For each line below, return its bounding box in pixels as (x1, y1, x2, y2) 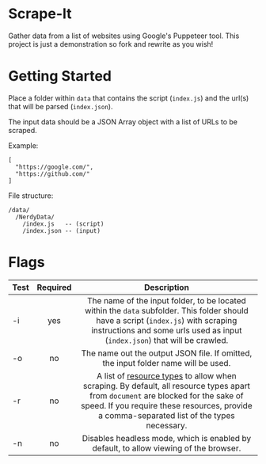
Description (143, 282, 190, 293)
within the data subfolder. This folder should (84, 305, 249, 316)
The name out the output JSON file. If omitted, (81, 348, 253, 359)
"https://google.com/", (15, 163, 93, 171)
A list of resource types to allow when (96, 370, 237, 381)
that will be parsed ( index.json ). (8, 101, 113, 111)
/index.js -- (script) (22, 219, 104, 228)
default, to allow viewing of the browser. (92, 443, 241, 454)
